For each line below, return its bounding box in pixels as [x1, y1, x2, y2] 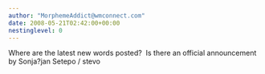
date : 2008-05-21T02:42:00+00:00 [8, 19, 120, 27]
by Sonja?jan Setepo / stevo [8, 56, 100, 66]
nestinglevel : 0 [8, 26, 63, 34]
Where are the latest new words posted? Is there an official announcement [8, 49, 257, 58]
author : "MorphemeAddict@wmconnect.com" [8, 11, 146, 20]
